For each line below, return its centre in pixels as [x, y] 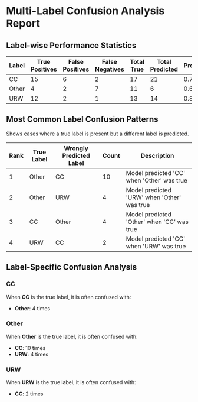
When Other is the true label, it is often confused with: [72, 336]
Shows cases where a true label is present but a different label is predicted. [98, 134]
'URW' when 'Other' [154, 197]
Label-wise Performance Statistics [71, 45]
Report [23, 23]
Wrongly [76, 148]
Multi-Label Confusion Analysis [85, 11]
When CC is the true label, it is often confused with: [69, 297]
